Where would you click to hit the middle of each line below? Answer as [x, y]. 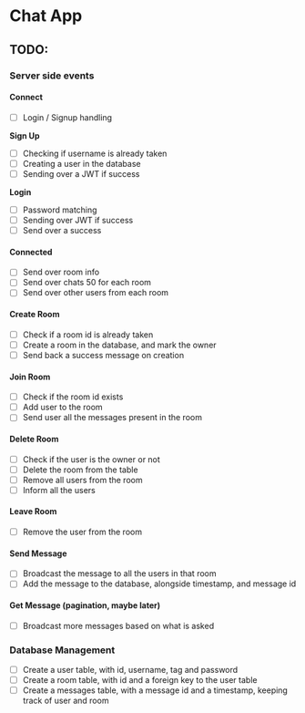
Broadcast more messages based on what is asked [118, 625]
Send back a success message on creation [103, 355]
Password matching [60, 210]
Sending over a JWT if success [81, 173]
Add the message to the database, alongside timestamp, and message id [159, 584]
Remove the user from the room [82, 532]
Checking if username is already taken [95, 153]
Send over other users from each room [96, 293]
